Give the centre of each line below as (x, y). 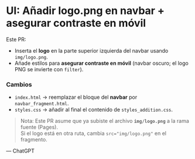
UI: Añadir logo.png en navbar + (85, 11)
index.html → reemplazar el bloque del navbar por (76, 97)
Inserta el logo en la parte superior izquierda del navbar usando (91, 50)
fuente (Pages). (39, 127)
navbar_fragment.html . (42, 103)
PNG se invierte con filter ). (49, 69)
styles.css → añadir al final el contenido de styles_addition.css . (94, 110)
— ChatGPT (20, 151)
